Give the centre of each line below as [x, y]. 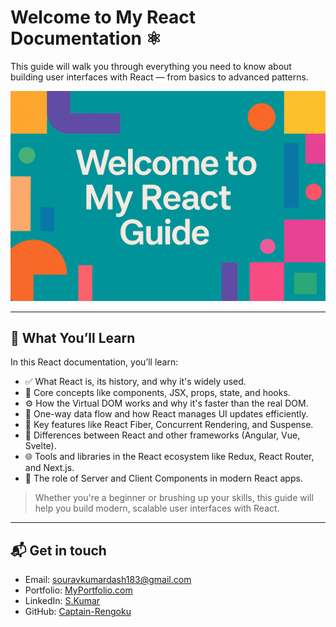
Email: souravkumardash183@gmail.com [108, 580]
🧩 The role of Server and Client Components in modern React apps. [163, 478]
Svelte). [40, 446]
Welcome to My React [103, 17]
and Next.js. [49, 468]
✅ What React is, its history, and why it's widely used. [135, 382]
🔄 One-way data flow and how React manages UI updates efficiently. [166, 414]
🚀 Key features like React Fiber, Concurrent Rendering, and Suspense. [169, 425]
